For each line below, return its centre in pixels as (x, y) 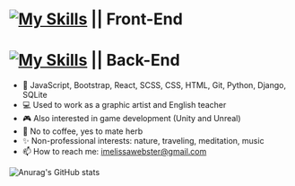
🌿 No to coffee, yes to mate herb (82, 131)
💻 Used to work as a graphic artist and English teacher (124, 105)
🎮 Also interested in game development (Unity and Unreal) (131, 119)
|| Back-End (136, 61)
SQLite (35, 95)
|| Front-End (137, 19)
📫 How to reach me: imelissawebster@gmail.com (114, 152)
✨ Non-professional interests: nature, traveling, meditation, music (143, 141)
